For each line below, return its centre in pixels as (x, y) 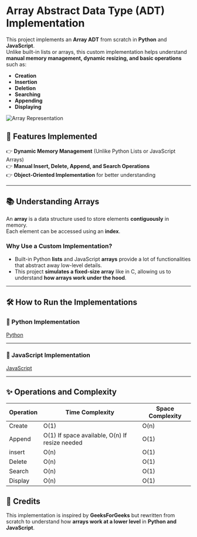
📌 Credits (23, 502)
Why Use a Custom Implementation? (59, 246)
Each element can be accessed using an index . (63, 231)
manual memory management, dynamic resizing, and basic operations (94, 58)
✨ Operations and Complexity (62, 392)
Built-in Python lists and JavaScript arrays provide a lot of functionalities (103, 259)
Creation (26, 76)
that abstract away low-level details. (58, 265)
